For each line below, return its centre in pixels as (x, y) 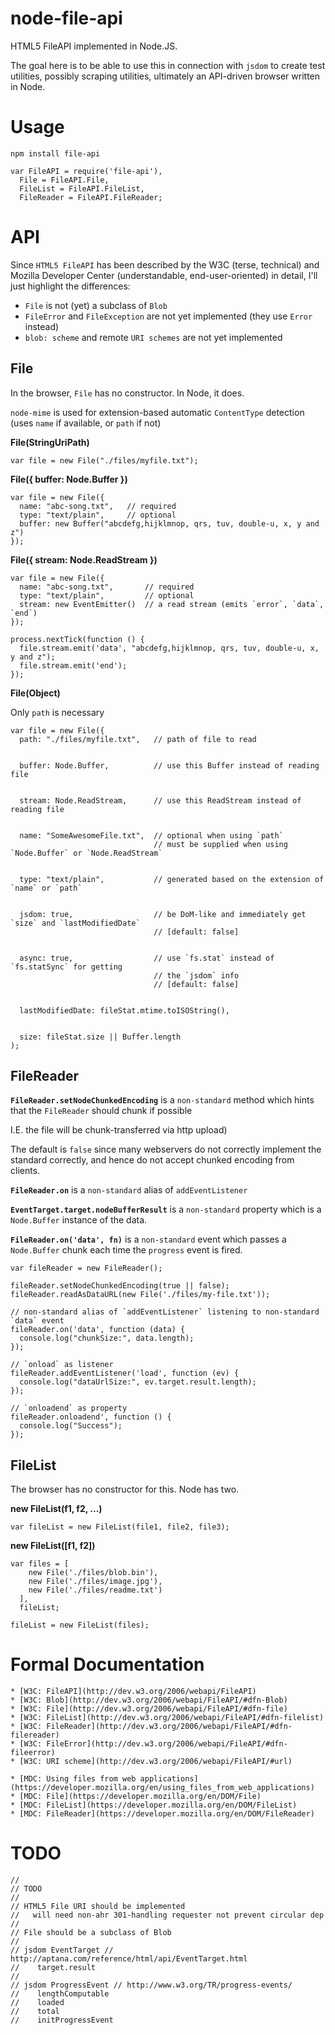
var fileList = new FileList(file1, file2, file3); (120, 1527)
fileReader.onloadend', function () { (91, 1417)
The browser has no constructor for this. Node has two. (125, 1489)
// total (35, 2012)
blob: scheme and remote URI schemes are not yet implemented (153, 337)
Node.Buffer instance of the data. (79, 1220)
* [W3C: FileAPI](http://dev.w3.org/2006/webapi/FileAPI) (133, 1692)
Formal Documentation (107, 1664)
